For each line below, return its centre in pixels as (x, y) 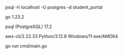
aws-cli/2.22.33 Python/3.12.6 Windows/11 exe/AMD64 (62, 36)
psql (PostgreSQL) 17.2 (28, 26)
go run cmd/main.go (26, 46)
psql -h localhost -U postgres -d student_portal (54, 7)
